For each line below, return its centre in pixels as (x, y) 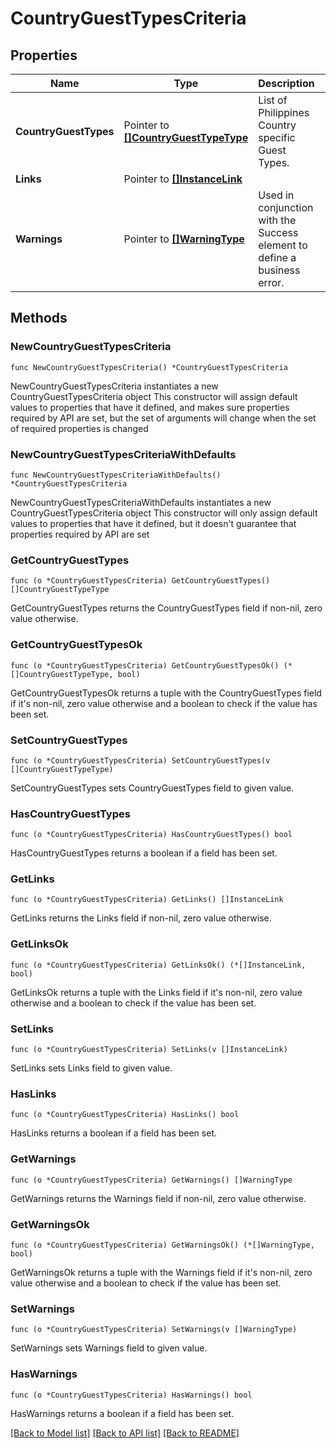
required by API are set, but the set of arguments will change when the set (163, 418)
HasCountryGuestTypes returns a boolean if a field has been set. (144, 853)
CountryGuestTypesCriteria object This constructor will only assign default (164, 513)
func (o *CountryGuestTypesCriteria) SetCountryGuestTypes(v (140, 760)
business (279, 270)
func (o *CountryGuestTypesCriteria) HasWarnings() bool (131, 1395)
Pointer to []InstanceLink (183, 179)
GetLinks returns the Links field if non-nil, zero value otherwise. (141, 918)
